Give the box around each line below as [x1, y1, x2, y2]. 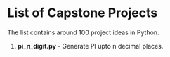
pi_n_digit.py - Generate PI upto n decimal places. [17, 42, 164, 50]
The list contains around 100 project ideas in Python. [7, 28, 159, 37]
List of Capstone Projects [7, 5, 158, 21]
